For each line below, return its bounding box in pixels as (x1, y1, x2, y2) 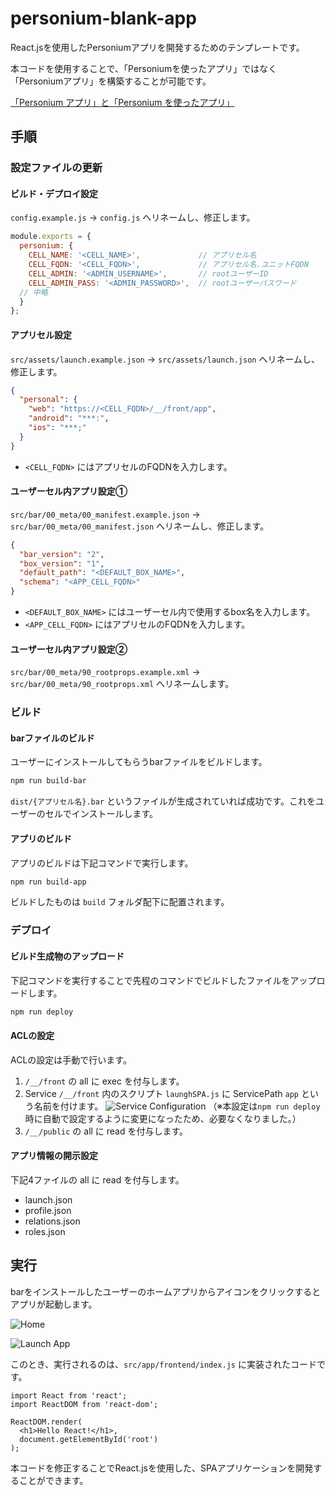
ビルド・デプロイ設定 (10, 187, 98, 199)
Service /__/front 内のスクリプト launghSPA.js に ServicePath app (24, 1087, 300, 1099)
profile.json (24, 1204, 72, 1216)
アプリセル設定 (10, 328, 72, 341)
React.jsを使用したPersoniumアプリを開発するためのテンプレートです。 (10, 41, 305, 53)
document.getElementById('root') (19, 1434, 159, 1444)
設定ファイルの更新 (10, 161, 103, 175)
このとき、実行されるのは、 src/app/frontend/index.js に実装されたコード (10, 1358, 317, 1370)
